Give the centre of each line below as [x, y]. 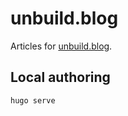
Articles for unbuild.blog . [61, 46]
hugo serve [33, 100]
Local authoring [60, 77]
